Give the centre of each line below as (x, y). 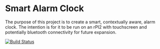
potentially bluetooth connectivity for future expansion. (61, 32)
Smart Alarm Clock (45, 8)
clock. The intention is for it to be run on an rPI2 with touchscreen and (76, 27)
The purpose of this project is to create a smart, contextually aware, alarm (80, 22)
